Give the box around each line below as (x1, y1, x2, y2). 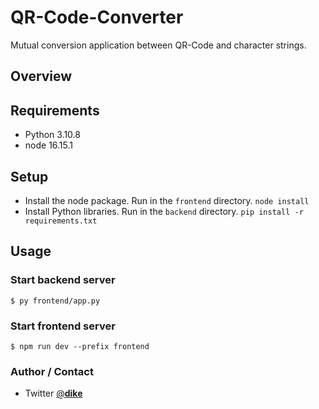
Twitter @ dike (24, 387, 83, 400)
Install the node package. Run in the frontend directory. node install (24, 194, 310, 206)
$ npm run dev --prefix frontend (10, 341, 150, 351)
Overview (10, 68, 73, 85)
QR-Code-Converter (10, 6, 184, 29)
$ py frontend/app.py (10, 296, 101, 306)
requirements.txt (24, 216, 98, 226)
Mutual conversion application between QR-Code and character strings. (10, 39, 307, 51)
